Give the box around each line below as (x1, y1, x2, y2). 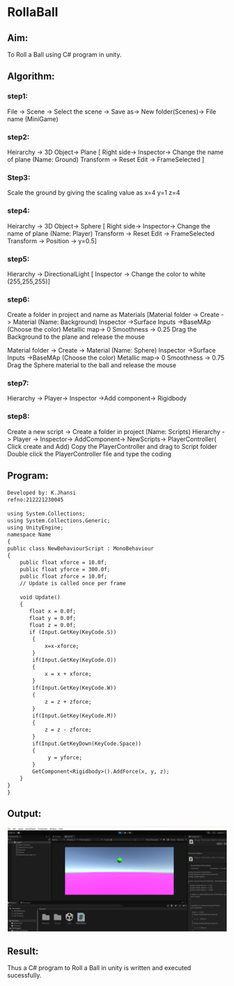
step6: (7, 294, 30, 304)
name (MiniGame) (7, 114, 58, 123)
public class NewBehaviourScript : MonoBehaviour (7, 545, 155, 552)
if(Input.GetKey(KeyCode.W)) (32, 684, 117, 691)
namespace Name (7, 531, 52, 538)
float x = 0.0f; (29, 608, 77, 615)
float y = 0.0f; (29, 615, 77, 622)
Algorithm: (7, 70, 55, 82)
